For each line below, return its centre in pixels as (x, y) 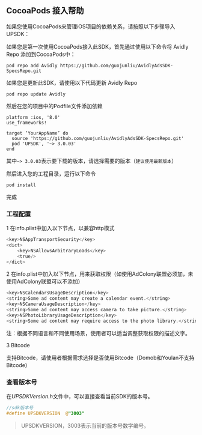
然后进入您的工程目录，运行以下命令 (51, 174)
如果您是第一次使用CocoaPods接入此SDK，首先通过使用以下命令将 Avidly (97, 46)
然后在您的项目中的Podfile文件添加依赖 (54, 106)
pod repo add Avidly (32, 65)
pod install (21, 185)
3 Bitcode (18, 345)
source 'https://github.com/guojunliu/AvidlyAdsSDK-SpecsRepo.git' (98, 138)
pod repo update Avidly (36, 94)
